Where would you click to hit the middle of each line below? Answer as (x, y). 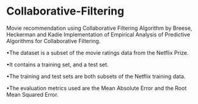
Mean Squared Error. (33, 94)
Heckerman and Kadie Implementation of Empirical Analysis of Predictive (98, 34)
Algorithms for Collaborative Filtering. (53, 41)
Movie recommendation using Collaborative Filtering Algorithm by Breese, (99, 28)
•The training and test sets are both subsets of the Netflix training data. (96, 76)
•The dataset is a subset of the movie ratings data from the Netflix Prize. (97, 52)
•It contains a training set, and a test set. (57, 64)
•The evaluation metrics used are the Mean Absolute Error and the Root (97, 88)
